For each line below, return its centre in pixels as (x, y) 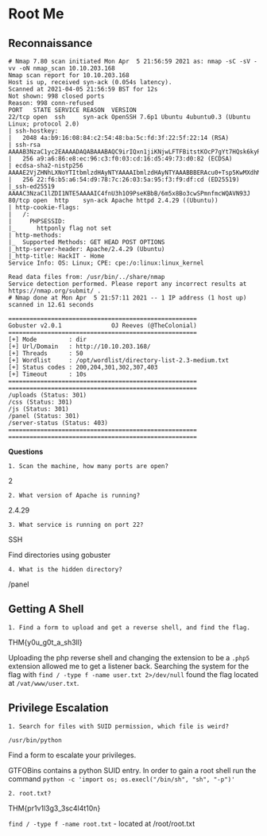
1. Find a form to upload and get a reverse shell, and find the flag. (129, 627)
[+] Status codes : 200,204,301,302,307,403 (83, 367)
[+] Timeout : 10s (48, 374)
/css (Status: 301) (41, 402)
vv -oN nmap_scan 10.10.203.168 (62, 68)
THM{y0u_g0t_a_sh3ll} (45, 642)
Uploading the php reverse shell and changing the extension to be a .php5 (129, 657)
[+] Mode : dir (48, 339)
